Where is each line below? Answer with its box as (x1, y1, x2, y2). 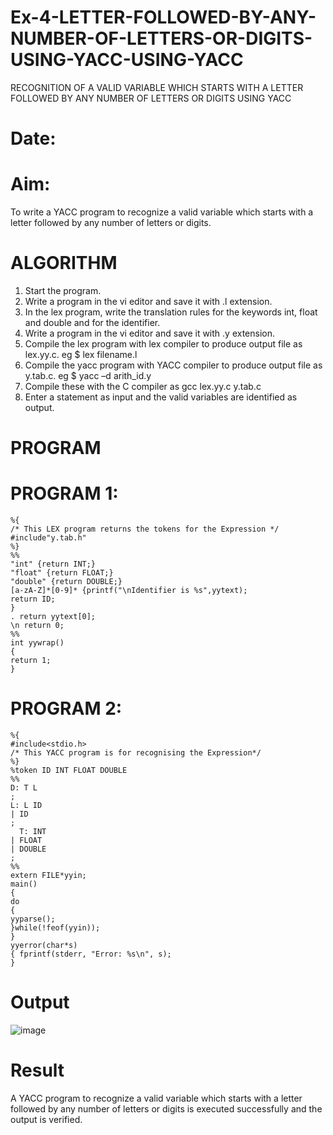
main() (10, 879, 38, 890)
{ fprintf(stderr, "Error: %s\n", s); (10, 949, 172, 960)
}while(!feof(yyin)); (10, 923, 101, 933)
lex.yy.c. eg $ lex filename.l (24, 349, 138, 360)
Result (10, 1059, 65, 1082)
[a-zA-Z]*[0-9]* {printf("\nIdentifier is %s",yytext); (10, 586, 248, 596)
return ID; (10, 594, 56, 605)
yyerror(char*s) (10, 941, 78, 951)
